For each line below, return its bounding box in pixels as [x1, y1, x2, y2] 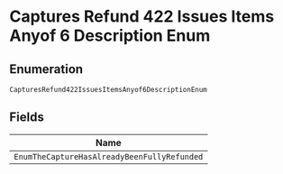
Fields [9, 110, 45, 125]
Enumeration [9, 61, 84, 77]
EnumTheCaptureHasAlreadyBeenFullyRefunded [14, 151, 204, 161]
